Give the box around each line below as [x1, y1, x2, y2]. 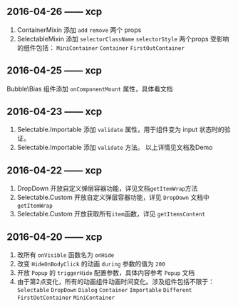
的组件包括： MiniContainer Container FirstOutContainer [16, 43, 185, 52]
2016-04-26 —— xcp [6, 6, 103, 18]
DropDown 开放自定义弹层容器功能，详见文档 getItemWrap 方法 [16, 184, 198, 193]
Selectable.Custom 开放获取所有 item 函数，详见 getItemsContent [16, 210, 206, 218]
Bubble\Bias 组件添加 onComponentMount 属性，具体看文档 [6, 84, 173, 93]
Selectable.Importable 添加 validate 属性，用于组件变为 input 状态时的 [16, 125, 225, 134]
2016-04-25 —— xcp [6, 64, 103, 77]
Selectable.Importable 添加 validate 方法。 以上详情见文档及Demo [16, 143, 213, 152]
